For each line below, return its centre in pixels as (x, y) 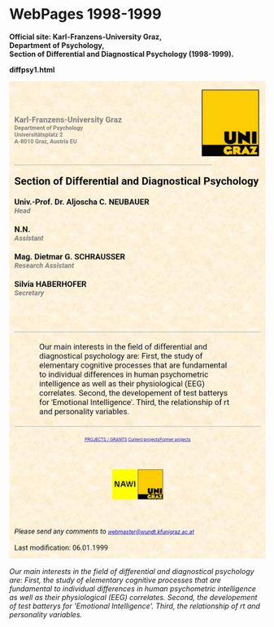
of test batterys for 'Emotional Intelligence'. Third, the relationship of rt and (135, 606)
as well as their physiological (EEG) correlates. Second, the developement (133, 598)
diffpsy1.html (32, 69)
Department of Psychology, (57, 45)
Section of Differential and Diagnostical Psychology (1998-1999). (122, 54)
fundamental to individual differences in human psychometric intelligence (133, 589)
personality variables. (46, 615)
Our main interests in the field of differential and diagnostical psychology (132, 572)
